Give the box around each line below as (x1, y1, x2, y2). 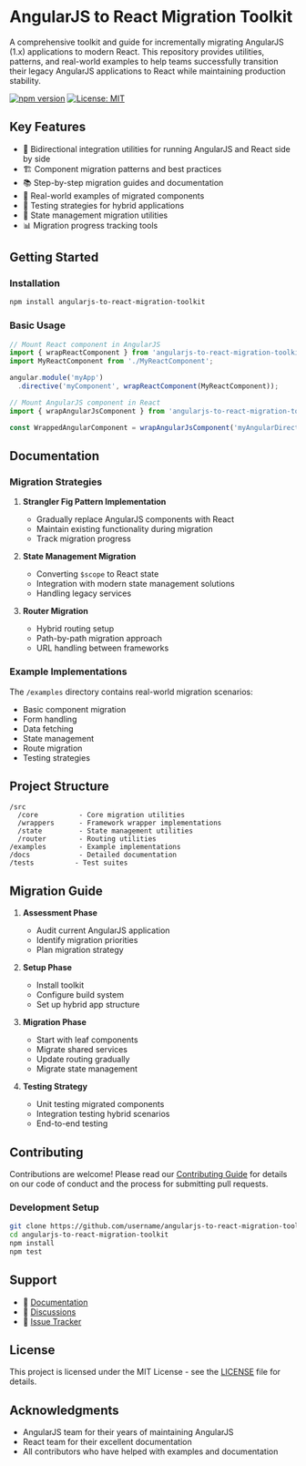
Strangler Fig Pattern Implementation (22, 497, 167, 507)
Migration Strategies (9, 476, 103, 488)
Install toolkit (36, 979, 85, 990)
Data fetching (22, 723, 75, 734)
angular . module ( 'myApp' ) (9, 374, 104, 383)
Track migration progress (36, 533, 132, 544)
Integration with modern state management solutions (36, 579, 235, 589)
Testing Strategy (22, 1082, 88, 1092)
